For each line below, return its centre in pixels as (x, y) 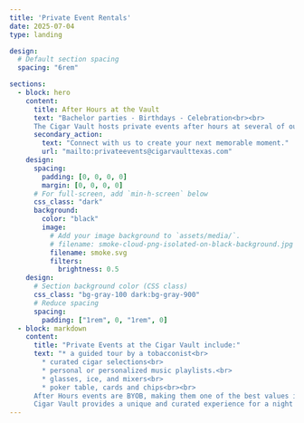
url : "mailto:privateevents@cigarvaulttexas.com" (137, 152)
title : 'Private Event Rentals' (70, 18)
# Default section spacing (68, 60)
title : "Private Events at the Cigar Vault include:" (137, 345)
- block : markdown (52, 328)
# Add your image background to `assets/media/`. (145, 236)
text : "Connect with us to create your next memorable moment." (166, 143)
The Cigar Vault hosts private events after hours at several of (159, 126)
